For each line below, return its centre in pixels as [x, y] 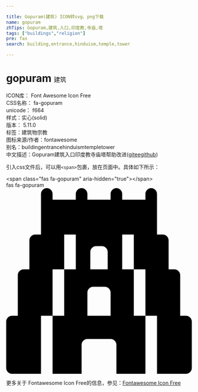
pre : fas [17, 39]
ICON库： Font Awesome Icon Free [49, 95]
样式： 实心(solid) [27, 117]
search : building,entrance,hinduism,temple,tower [68, 44]
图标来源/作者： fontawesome [42, 140]
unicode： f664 [25, 110]
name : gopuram [24, 22]
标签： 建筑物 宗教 [27, 132]
